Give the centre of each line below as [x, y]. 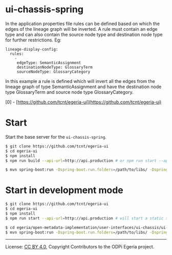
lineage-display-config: [32, 49]
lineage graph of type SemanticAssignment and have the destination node [83, 87]
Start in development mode [64, 190]
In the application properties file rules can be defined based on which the [83, 24]
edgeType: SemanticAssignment [49, 62]
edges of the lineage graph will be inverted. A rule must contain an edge [81, 29]
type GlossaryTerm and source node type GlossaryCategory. [70, 92]
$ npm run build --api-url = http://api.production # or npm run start [81, 161]
